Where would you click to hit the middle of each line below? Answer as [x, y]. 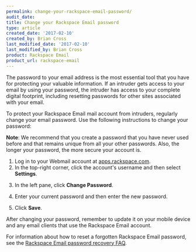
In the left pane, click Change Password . [64, 185]
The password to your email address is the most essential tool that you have [98, 77]
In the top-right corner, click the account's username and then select [98, 167]
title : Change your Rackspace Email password [62, 22]
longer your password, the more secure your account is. [74, 149]
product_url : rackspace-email [43, 60]
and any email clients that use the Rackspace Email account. [79, 225]
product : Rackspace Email [37, 55]
